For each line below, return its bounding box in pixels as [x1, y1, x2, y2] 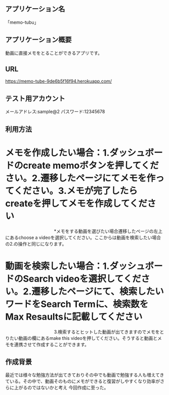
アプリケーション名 [5, 5, 65, 14]
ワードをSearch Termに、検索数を [5, 298, 149, 310]
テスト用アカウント [5, 94, 65, 103]
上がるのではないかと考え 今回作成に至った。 [14, 384, 109, 391]
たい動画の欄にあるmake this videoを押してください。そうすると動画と [9, 335, 158, 341]
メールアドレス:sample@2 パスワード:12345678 [5, 108, 105, 115]
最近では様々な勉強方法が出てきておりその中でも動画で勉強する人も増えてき [5, 372, 164, 378]
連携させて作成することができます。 [14, 341, 90, 347]
